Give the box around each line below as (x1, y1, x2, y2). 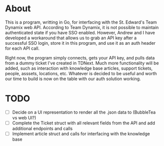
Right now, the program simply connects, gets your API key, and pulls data (5, 55, 155, 60)
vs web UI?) (12, 115, 37, 120)
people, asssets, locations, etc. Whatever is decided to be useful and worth (5, 70, 157, 76)
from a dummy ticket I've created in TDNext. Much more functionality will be (5, 60, 159, 66)
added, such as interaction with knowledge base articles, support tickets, (5, 65, 153, 71)
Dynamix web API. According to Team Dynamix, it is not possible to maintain (5, 24, 159, 30)
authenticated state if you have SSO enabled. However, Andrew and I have (5, 29, 155, 35)
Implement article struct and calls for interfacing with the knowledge (12, 131, 150, 137)
